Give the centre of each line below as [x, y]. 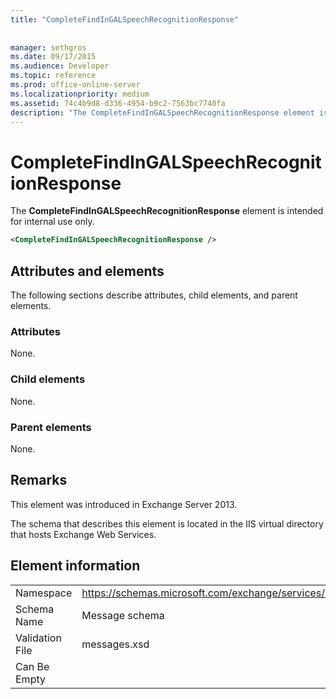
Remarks [39, 480]
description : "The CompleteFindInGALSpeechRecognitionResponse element [162, 112]
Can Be [32, 666]
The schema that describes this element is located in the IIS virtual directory [167, 523]
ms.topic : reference [53, 76]
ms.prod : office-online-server [75, 85]
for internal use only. [52, 222]
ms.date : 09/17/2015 [53, 57]
